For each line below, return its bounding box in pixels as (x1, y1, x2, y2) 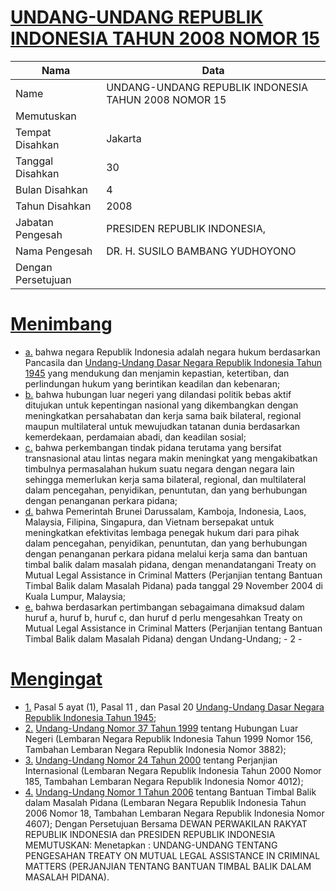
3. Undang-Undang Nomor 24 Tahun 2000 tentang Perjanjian (24, 754, 278, 766)
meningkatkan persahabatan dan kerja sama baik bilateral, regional (24, 409, 302, 421)
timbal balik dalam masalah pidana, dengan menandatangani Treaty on (24, 558, 317, 570)
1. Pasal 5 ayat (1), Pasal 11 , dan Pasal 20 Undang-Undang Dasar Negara (24, 701, 325, 713)
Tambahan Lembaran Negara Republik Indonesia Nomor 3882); (24, 743, 287, 755)
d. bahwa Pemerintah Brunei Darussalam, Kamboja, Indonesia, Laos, (24, 505, 307, 517)
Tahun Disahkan (15, 199, 92, 213)
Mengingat (10, 668, 103, 691)
